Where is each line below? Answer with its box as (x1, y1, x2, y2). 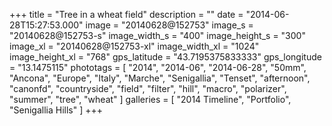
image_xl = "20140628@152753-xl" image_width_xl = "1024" (9, 40, 260, 52)
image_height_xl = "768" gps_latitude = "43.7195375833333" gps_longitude (9, 51, 322, 63)
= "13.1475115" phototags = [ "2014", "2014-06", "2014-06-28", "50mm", (9, 62, 307, 73)
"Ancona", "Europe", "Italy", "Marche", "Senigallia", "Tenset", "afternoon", (9, 72, 311, 84)
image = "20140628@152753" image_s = (85, 19, 254, 31)
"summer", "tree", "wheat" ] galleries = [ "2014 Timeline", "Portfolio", (9, 94, 292, 105)
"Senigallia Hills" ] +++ (9, 104, 104, 116)
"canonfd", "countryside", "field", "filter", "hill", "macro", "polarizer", (9, 83, 287, 94)
